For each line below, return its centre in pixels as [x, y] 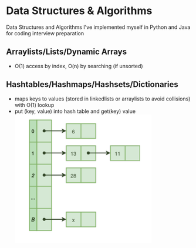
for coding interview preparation [45, 33]
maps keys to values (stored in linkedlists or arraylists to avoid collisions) [102, 99]
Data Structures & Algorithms [79, 11]
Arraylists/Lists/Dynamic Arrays [67, 52]
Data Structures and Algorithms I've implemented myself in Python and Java [98, 27]
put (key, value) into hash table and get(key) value [75, 111]
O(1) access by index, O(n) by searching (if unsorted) [79, 66]
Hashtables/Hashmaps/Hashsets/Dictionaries [92, 84]
